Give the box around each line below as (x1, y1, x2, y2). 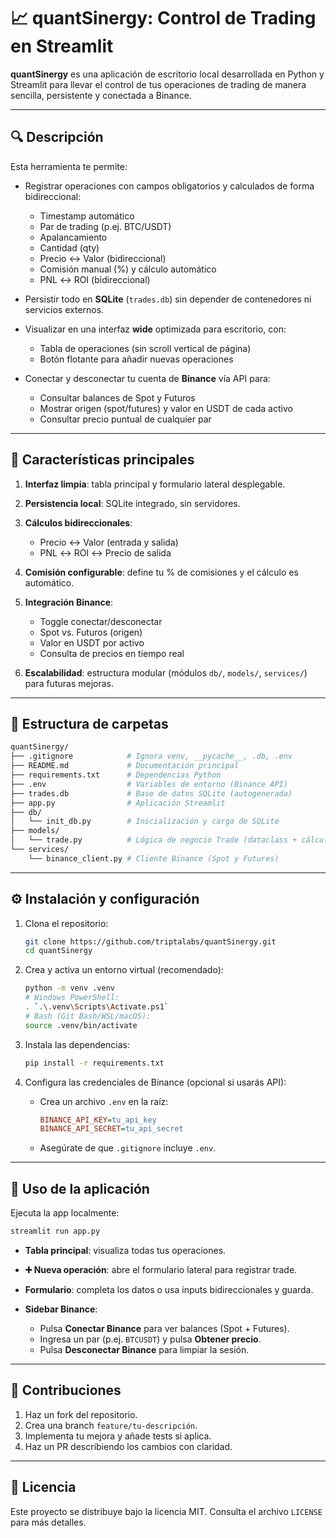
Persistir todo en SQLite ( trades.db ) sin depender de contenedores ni (24, 293, 312, 305)
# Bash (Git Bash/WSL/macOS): (24, 1011, 152, 1021)
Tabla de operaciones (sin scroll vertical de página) (39, 342, 252, 354)
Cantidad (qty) (39, 241, 100, 254)
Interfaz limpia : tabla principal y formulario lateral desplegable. (24, 478, 286, 490)
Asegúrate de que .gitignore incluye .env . (39, 1142, 217, 1154)
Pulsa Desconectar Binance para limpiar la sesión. (39, 1344, 250, 1355)
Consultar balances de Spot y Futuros (39, 391, 196, 404)
